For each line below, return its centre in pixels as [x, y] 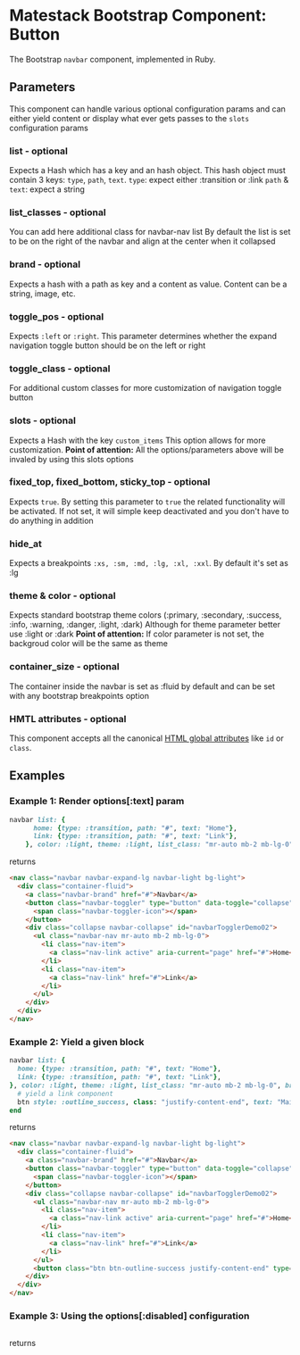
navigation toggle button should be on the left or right [108, 345]
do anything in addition [51, 520]
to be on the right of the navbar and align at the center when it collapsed [142, 241]
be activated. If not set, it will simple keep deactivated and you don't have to [150, 511]
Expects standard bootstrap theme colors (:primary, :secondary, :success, [146, 615]
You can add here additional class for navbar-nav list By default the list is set [150, 232]
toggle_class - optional [60, 369]
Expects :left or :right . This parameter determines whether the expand [143, 336]
